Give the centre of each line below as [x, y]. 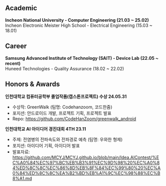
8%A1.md [22, 179]
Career [16, 46]
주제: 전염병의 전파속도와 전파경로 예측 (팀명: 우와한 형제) [67, 139]
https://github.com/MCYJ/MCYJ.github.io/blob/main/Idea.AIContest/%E [86, 157]
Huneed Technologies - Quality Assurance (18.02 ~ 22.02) [65, 68]
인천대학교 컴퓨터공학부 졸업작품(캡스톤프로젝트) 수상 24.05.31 [66, 96]
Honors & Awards [33, 84]
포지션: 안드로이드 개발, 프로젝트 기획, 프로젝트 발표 [62, 113]
